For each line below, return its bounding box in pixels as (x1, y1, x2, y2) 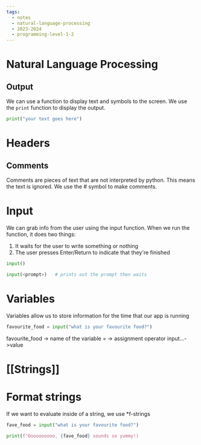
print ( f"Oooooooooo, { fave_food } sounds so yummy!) (6, 433, 139, 439)
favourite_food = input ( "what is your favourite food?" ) (6, 324, 153, 330)
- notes (11, 15, 31, 21)
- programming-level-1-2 (11, 32, 74, 38)
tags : (6, 8, 20, 15)
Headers (6, 136, 50, 150)
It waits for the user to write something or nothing (14, 242, 139, 249)
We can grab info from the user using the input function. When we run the (6, 224, 190, 231)
